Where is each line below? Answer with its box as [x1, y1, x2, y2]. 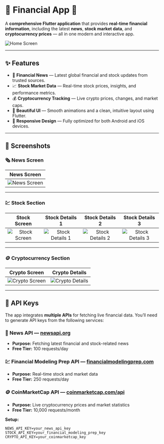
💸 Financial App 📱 [5, 4, 77, 16]
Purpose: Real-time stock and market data [12, 371, 98, 377]
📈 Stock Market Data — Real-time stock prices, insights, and [12, 83, 137, 88]
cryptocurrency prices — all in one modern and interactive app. [5, 31, 135, 37]
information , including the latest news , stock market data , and [5, 25, 133, 31]
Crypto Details [52, 269, 87, 276]
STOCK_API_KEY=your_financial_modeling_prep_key [5, 430, 106, 435]
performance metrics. [12, 90, 56, 96]
